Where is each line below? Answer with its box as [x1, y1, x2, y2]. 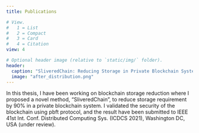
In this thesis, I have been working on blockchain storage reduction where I [6, 89, 190, 97]
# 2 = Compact [6, 30, 46, 36]
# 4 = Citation [6, 41, 49, 47]
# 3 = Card [6, 36, 38, 42]
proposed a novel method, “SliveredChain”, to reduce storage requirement [6, 96, 187, 103]
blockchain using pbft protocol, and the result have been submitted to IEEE [6, 108, 188, 115]
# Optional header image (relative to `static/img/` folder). [6, 57, 163, 63]
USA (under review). [6, 121, 56, 128]
